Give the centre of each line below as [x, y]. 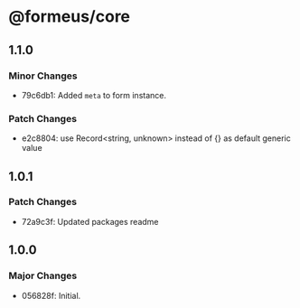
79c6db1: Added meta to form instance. [94, 95]
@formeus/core [70, 17]
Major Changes [43, 275]
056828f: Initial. [51, 295]
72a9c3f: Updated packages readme [90, 221]
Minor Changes [43, 76]
